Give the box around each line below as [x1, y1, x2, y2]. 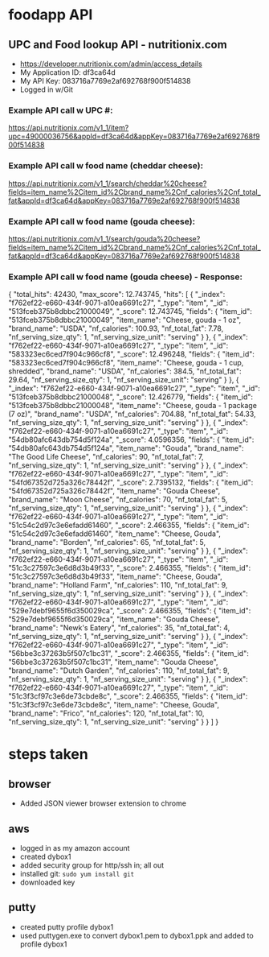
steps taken [8, 745, 88, 764]
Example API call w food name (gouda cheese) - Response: [8, 271, 243, 283]
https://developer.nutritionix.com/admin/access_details [19, 59, 202, 68]
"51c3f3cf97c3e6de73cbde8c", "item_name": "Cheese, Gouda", [8, 700, 219, 710]
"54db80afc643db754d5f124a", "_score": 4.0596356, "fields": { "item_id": [8, 435, 255, 444]
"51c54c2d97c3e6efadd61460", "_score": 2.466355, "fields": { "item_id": [8, 521, 250, 530]
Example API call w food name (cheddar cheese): [8, 160, 203, 171]
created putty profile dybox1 [19, 922, 114, 931]
